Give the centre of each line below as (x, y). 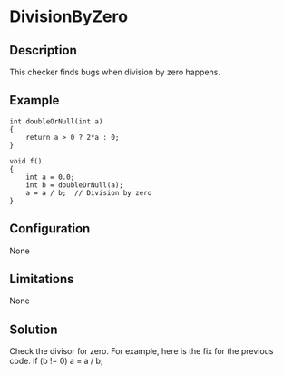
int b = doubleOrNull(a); (75, 185)
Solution (34, 329)
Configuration (50, 229)
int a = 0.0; (50, 177)
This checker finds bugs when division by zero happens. (115, 72)
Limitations (42, 279)
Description (43, 50)
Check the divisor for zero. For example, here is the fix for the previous (141, 351)
